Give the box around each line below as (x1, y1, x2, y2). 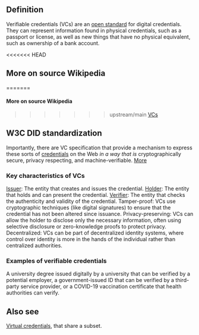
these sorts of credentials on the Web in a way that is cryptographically (6, 150, 181, 157)
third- (175, 277, 189, 284)
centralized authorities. (6, 242, 62, 249)
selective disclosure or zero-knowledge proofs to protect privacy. (6, 223, 166, 230)
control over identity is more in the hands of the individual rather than (6, 235, 176, 243)
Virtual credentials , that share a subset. (6, 323, 102, 330)
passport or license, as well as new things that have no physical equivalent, (6, 33, 191, 40)
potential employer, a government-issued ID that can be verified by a (6, 277, 174, 284)
